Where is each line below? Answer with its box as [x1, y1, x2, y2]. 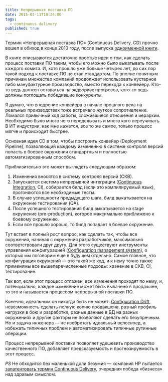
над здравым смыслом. [5, 371, 56, 377]
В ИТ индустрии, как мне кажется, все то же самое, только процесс [5, 123, 152, 129]
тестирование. [5, 269, 37, 275]
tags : [5, 17, 17, 22]
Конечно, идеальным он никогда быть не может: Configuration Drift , [5, 299, 151, 305]
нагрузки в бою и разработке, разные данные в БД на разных [5, 309, 138, 315]
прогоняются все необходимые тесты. [12, 189, 96, 196]
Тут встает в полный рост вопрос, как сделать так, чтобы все [5, 231, 138, 237]
